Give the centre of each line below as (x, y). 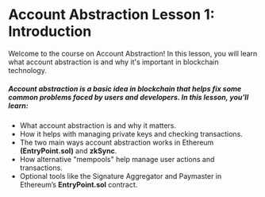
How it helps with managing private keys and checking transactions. (131, 133)
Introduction (50, 31)
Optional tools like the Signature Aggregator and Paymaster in (121, 176)
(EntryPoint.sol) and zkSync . (68, 151)
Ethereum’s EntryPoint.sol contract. (79, 184)
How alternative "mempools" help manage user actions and (117, 159)
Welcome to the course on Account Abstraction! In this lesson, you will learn (133, 53)
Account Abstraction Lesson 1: (111, 15)
